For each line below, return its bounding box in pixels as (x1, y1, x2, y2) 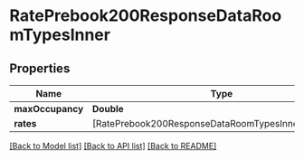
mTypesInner (9, 24, 111, 45)
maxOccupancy (14, 103, 84, 115)
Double (91, 103, 124, 115)
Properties (9, 61, 71, 76)
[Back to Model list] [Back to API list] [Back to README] (9, 141, 217, 151)
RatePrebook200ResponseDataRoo (9, 5, 282, 26)
